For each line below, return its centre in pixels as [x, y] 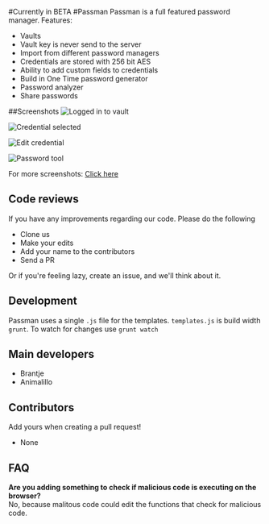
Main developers [52, 354]
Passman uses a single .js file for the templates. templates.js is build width [134, 320]
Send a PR [37, 260]
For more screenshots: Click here [64, 174]
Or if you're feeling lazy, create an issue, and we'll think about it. [115, 275]
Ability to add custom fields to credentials [89, 70]
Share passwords [49, 96]
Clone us [35, 234]
